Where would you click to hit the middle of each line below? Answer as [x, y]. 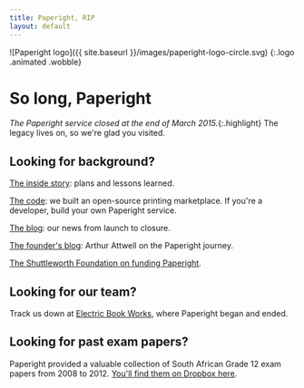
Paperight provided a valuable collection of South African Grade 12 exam [145, 364]
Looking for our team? [73, 291]
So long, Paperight [81, 98]
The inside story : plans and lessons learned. [92, 183]
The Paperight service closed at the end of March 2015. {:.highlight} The [144, 123]
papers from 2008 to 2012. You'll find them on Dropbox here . [123, 373]
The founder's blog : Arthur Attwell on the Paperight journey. [122, 246]
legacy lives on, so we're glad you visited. [88, 133]
